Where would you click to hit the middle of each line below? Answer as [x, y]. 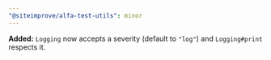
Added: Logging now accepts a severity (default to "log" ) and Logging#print [135, 38]
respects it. [27, 47]
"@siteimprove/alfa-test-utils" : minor [76, 16]
